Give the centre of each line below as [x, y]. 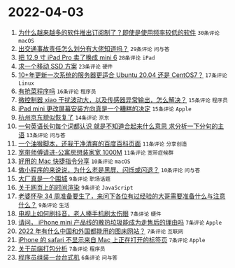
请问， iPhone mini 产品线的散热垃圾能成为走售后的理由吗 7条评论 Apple [120, 222]
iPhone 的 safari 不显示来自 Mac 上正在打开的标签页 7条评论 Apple [112, 239]
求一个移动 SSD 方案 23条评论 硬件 [65, 66]
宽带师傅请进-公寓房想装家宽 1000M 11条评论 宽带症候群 [96, 152]
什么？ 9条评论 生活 [44, 204]
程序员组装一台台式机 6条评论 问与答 [68, 257]
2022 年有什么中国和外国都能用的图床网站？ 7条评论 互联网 [101, 231]
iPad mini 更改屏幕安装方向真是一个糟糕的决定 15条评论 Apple [105, 108]
